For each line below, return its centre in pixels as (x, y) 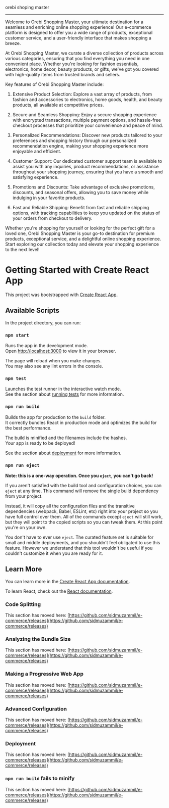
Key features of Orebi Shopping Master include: (55, 84)
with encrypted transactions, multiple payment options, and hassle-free (87, 120)
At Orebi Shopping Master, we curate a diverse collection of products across (84, 53)
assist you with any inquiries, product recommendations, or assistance (86, 167)
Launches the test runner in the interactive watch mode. (63, 389)
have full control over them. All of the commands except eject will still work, (84, 516)
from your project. (24, 496)
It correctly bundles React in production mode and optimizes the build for (81, 422)
